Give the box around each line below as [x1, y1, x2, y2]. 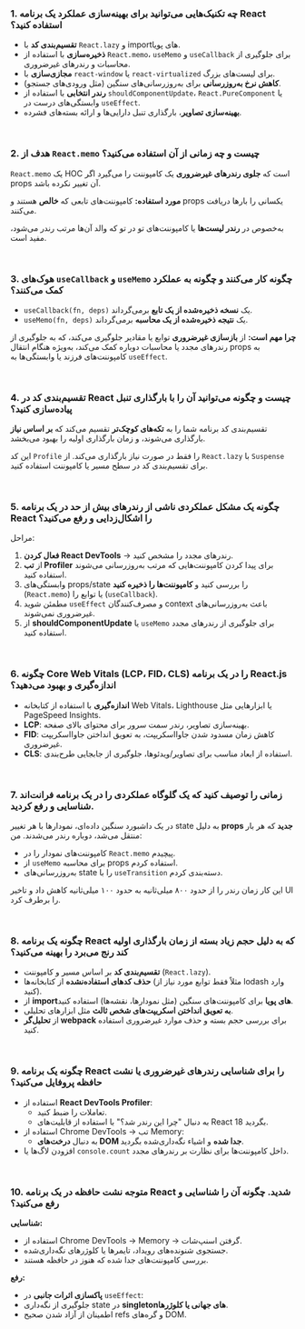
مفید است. [10, 232, 47, 243]
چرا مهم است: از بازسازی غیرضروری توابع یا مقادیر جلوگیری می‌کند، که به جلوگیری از [10, 331, 297, 343]
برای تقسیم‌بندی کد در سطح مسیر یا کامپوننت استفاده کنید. [10, 460, 208, 471]
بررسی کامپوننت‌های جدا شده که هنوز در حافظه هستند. [23, 1254, 209, 1265]
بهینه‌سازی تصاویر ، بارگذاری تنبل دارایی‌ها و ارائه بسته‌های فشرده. [23, 107, 242, 118]
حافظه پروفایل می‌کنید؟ [10, 1076, 103, 1089]
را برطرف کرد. [10, 894, 62, 905]
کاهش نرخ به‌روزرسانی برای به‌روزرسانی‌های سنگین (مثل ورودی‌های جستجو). [23, 78, 281, 89]
